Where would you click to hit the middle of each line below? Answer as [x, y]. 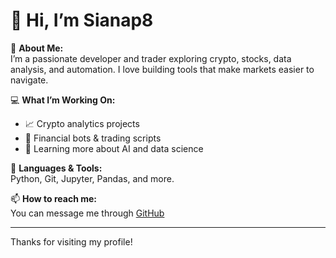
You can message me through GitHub [87, 213]
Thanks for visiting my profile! [71, 241]
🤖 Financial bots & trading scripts [93, 138]
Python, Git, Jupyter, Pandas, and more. [92, 178]
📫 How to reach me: [54, 198]
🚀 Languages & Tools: [56, 168]
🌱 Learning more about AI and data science [114, 148]
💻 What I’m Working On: [63, 100]
